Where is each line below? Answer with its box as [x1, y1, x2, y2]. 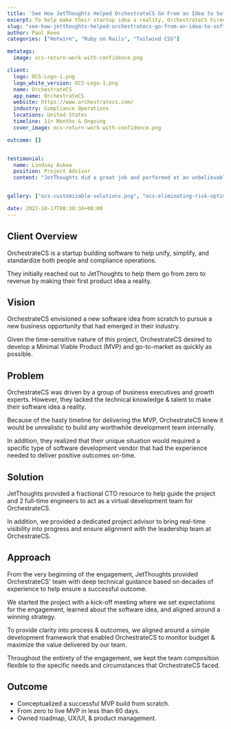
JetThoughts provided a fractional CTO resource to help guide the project [7, 489, 216, 497]
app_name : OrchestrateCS [13, 92, 85, 100]
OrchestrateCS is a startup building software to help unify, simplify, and [7, 249, 210, 257]
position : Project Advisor [13, 168, 91, 175]
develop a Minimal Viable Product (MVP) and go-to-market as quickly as [7, 343, 212, 351]
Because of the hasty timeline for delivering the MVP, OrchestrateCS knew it [7, 416, 223, 425]
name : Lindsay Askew [13, 161, 72, 168]
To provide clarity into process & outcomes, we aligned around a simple [7, 626, 210, 634]
